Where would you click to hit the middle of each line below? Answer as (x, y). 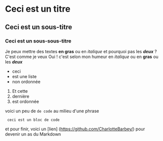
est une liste (24, 76)
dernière (21, 96)
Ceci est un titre (38, 9)
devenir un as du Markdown (33, 134)
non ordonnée (26, 81)
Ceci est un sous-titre (39, 27)
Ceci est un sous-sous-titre (38, 41)
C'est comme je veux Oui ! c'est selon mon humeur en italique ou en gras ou (82, 57)
